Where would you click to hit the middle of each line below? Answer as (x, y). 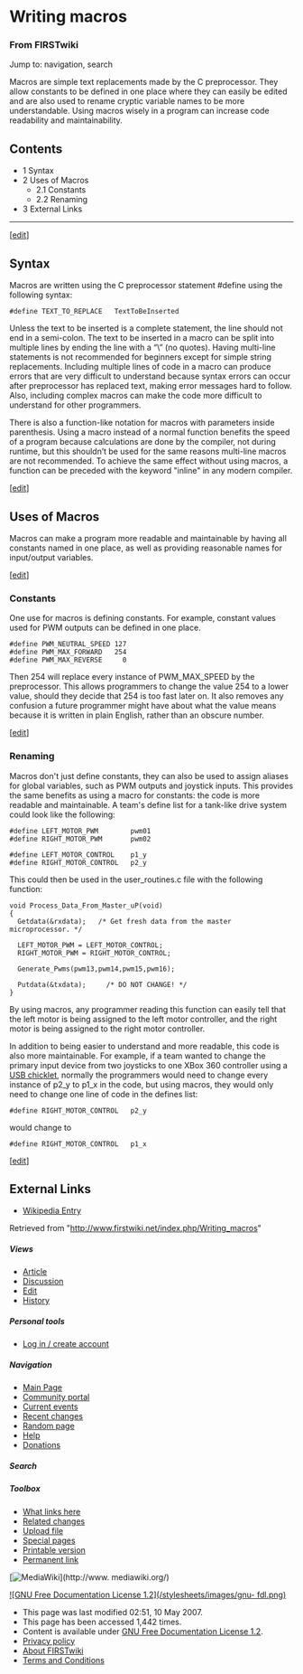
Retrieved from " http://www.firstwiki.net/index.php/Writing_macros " (135, 1228)
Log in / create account (66, 1344)
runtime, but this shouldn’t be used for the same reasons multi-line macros (148, 451)
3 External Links (52, 209)
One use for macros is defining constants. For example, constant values (143, 618)
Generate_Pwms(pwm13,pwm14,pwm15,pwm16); (96, 969)
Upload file (43, 1530)
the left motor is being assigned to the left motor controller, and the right (143, 1019)
